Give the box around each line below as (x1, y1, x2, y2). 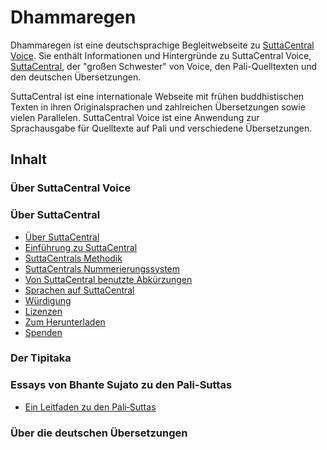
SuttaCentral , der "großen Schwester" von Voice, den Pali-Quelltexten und (10, 60, 318, 72)
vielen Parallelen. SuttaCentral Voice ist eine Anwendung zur (10, 111, 260, 123)
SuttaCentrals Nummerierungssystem (24, 262, 181, 275)
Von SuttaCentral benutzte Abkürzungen (24, 273, 193, 285)
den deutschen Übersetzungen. (10, 71, 142, 83)
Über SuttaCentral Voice (10, 181, 132, 195)
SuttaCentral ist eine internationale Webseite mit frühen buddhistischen (10, 90, 305, 102)
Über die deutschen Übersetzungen (10, 426, 188, 440)
